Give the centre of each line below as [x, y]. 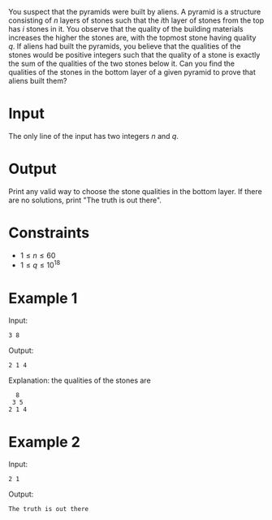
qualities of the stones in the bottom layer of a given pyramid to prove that [132, 72]
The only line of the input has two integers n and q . [93, 136]
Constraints [49, 233]
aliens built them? [38, 81]
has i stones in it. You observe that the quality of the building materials [126, 29]
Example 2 [45, 442]
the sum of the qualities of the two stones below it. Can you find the [122, 63]
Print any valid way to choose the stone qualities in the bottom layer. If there [135, 191]
